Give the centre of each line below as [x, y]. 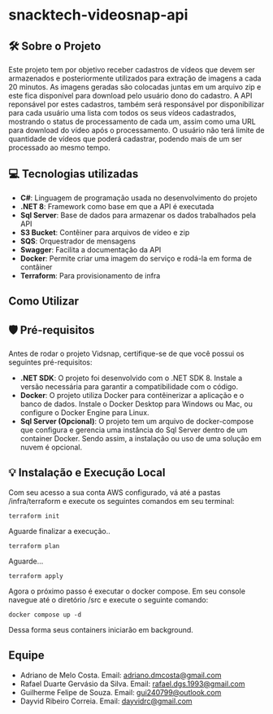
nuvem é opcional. [51, 447]
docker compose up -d [45, 615]
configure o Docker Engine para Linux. [84, 413]
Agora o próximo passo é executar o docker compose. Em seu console [127, 591]
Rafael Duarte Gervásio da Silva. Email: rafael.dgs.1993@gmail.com [132, 683]
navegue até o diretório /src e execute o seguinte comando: [108, 599]
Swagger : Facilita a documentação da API [91, 249]
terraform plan [34, 546]
